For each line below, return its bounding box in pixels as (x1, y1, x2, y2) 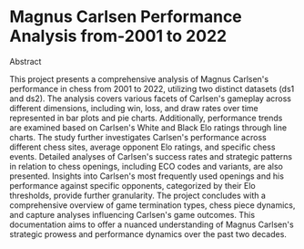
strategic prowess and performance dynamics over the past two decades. (9, 228, 287, 239)
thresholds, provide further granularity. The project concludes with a (9, 190, 267, 201)
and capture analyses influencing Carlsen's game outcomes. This (9, 209, 256, 220)
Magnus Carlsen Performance (9, 6, 243, 27)
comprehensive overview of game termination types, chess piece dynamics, (9, 199, 296, 211)
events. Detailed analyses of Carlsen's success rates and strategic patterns (9, 150, 293, 161)
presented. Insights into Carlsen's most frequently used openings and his (9, 171, 285, 182)
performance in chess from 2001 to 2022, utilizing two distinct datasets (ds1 (9, 83, 295, 94)
